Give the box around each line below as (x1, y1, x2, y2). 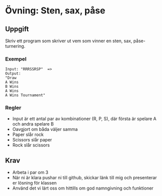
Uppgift (5, 25, 29, 33)
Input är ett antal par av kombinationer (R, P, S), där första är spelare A (12, 116, 157, 122)
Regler (5, 104, 21, 111)
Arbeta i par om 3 (12, 169, 49, 176)
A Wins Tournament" (5, 93, 46, 98)
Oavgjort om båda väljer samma (12, 126, 78, 132)
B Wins (5, 84, 19, 89)
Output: (5, 71, 21, 76)
